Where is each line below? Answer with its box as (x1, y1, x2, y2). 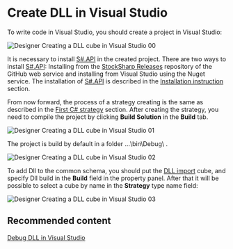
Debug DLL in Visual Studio (7, 233, 86, 241)
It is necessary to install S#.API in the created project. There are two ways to (7, 54, 227, 63)
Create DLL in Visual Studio (7, 5, 168, 21)
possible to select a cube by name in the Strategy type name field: (7, 181, 198, 189)
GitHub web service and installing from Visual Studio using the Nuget (7, 70, 205, 78)
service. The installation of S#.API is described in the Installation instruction (7, 77, 224, 85)
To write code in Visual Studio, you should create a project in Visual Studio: (7, 28, 223, 36)
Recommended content (7, 215, 111, 227)
